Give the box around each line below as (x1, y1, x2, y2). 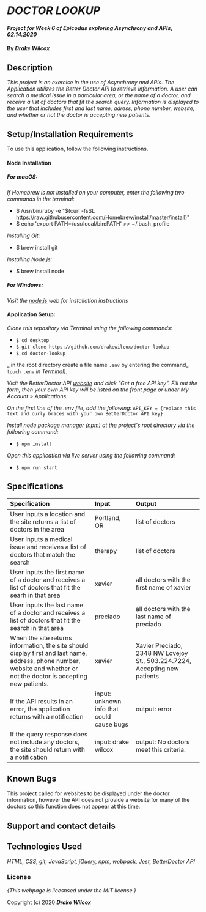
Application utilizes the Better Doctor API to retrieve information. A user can (7, 85, 198, 92)
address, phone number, (10, 656, 81, 665)
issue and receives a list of (10, 543, 87, 551)
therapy (94, 546, 117, 555)
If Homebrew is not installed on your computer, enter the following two (7, 188, 185, 196)
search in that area (10, 623, 64, 632)
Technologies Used (7, 842, 82, 852)
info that (94, 705, 119, 713)
